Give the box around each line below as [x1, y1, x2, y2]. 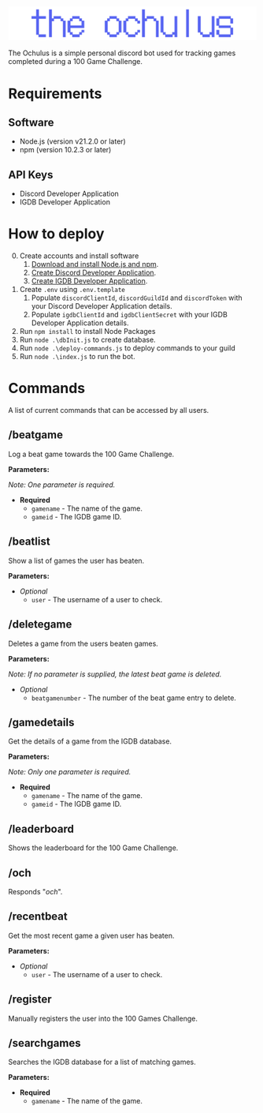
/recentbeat [8, 910, 69, 924]
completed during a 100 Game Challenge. [8, 57, 143, 66]
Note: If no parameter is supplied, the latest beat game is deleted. [8, 669, 222, 679]
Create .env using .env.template [19, 285, 126, 294]
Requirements [8, 84, 102, 103]
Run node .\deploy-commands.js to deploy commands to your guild [19, 343, 236, 353]
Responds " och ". [8, 886, 63, 896]
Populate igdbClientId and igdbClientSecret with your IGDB [31, 310, 228, 320]
